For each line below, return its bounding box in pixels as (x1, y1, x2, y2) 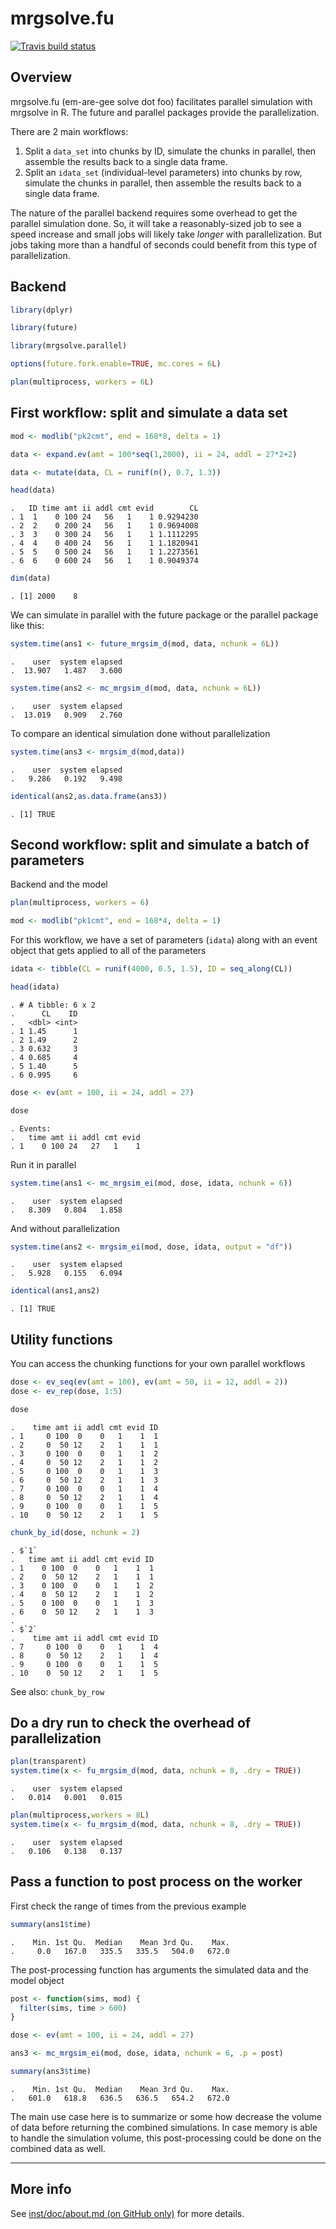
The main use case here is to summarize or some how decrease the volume (10, 2110, 322, 2122)
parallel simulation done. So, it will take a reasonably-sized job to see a (10, 217, 302, 229)
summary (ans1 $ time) (10, 1919, 92, 1929)
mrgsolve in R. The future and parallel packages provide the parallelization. (10, 106, 320, 118)
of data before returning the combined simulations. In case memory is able (10, 2121, 318, 2133)
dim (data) (10, 573, 52, 584)
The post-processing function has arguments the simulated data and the (10, 1963, 309, 1976)
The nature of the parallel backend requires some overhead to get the (10, 207, 298, 219)
